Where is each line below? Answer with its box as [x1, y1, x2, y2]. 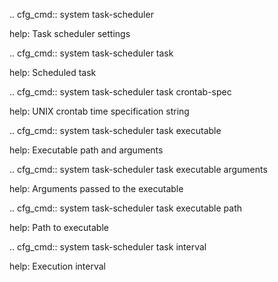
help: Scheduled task [9, 67, 97, 78]
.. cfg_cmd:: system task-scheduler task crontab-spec [9, 86, 232, 98]
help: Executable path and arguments [9, 144, 164, 156]
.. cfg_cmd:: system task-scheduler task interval [9, 241, 207, 253]
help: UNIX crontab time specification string [9, 105, 190, 117]
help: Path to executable [9, 222, 109, 233]
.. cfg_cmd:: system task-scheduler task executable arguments [9, 164, 268, 175]
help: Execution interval [9, 260, 106, 272]
